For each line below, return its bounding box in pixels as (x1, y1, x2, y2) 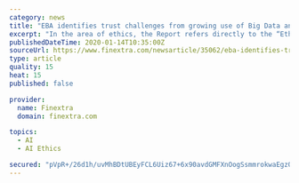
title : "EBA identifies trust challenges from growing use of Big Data (9, 21, 280, 30)
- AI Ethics (17, 144, 62, 154)
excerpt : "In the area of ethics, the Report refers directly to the (9, 29, 273, 38)
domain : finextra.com (17, 112, 98, 121)
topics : (9, 128, 38, 137)
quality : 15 (9, 63, 53, 72)
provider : (9, 95, 46, 104)
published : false (9, 79, 74, 88)
